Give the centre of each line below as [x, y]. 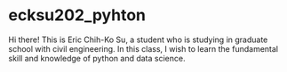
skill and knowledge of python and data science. [97, 58]
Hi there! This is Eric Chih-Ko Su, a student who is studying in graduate [138, 40]
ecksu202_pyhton [77, 15]
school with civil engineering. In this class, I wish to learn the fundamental [143, 48]
